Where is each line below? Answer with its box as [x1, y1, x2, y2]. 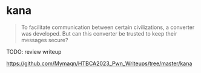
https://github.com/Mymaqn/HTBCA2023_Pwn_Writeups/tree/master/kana [6, 60, 193, 67]
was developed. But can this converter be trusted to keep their [21, 30, 177, 37]
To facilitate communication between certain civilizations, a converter [21, 24, 195, 31]
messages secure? [21, 36, 68, 43]
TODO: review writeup [6, 48, 62, 55]
